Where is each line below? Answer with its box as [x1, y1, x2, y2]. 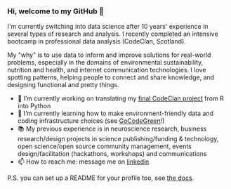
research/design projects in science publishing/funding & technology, [17, 135, 219, 143]
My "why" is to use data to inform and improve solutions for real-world [7, 51, 211, 59]
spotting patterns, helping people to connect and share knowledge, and [7, 73, 215, 82]
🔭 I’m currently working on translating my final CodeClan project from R [17, 94, 225, 103]
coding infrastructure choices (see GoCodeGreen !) [17, 117, 165, 125]
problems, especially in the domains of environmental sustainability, [7, 58, 204, 67]
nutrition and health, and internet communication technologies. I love [7, 66, 206, 74]
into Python [17, 102, 51, 110]
